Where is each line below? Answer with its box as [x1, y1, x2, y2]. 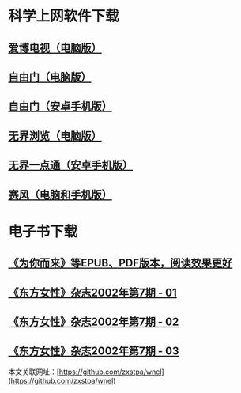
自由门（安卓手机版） [8, 100, 112, 113]
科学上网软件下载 [8, 7, 120, 25]
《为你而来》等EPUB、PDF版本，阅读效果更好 [8, 256, 233, 270]
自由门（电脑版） [8, 70, 92, 84]
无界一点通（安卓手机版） [8, 159, 133, 172]
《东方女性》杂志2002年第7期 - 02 [8, 315, 179, 328]
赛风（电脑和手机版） [8, 187, 112, 202]
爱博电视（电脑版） [8, 41, 102, 55]
